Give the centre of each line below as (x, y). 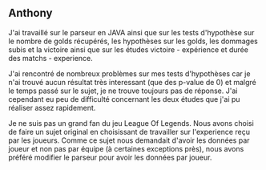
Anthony (30, 13)
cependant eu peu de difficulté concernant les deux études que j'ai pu (124, 99)
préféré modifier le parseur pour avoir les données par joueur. (110, 157)
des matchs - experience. (51, 58)
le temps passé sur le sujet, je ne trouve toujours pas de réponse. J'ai (123, 91)
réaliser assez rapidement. (52, 107)
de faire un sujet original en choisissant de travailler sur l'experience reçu (129, 132)
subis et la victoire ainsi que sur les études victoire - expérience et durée (128, 49)
